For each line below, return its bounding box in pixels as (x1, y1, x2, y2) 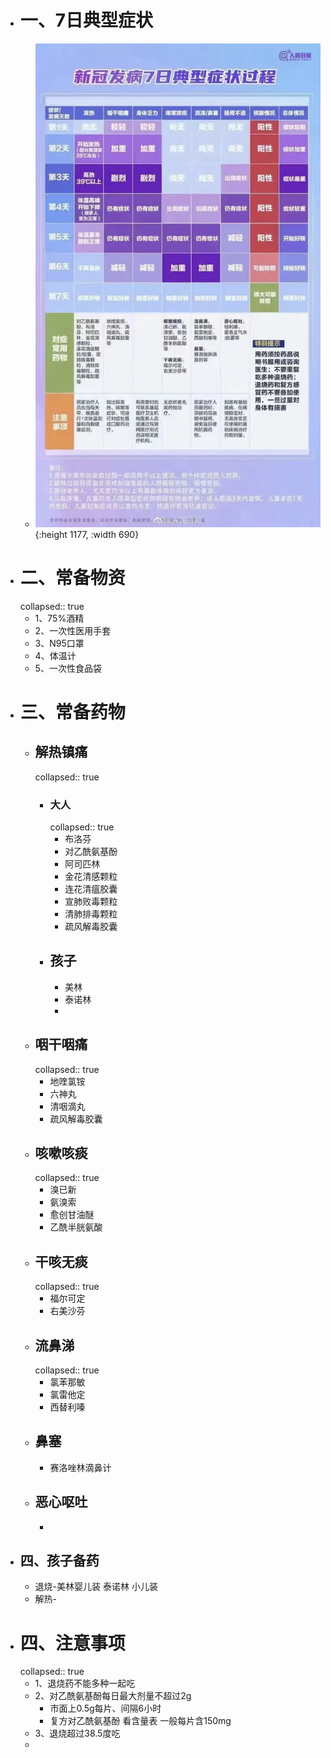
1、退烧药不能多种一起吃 (34, 1677, 136, 1690)
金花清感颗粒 (64, 870, 118, 882)
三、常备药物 (19, 701, 126, 723)
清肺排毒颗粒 (64, 907, 118, 920)
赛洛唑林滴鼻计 (49, 1461, 112, 1473)
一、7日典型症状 (19, 9, 154, 32)
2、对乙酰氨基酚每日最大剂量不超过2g (34, 1690, 192, 1702)
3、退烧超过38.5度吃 (34, 1727, 121, 1740)
